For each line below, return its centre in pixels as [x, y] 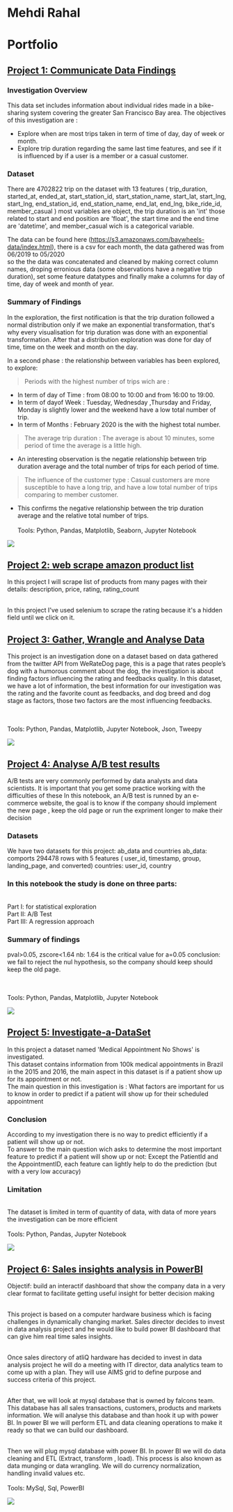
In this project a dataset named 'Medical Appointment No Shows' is [104, 1049]
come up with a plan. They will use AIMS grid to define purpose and [104, 1372]
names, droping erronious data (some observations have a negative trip [110, 269]
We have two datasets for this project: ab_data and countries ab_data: [107, 851]
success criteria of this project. [51, 1380]
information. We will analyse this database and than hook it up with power [113, 1415]
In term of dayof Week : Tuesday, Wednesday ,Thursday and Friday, [114, 402]
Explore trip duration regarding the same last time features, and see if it [119, 148]
